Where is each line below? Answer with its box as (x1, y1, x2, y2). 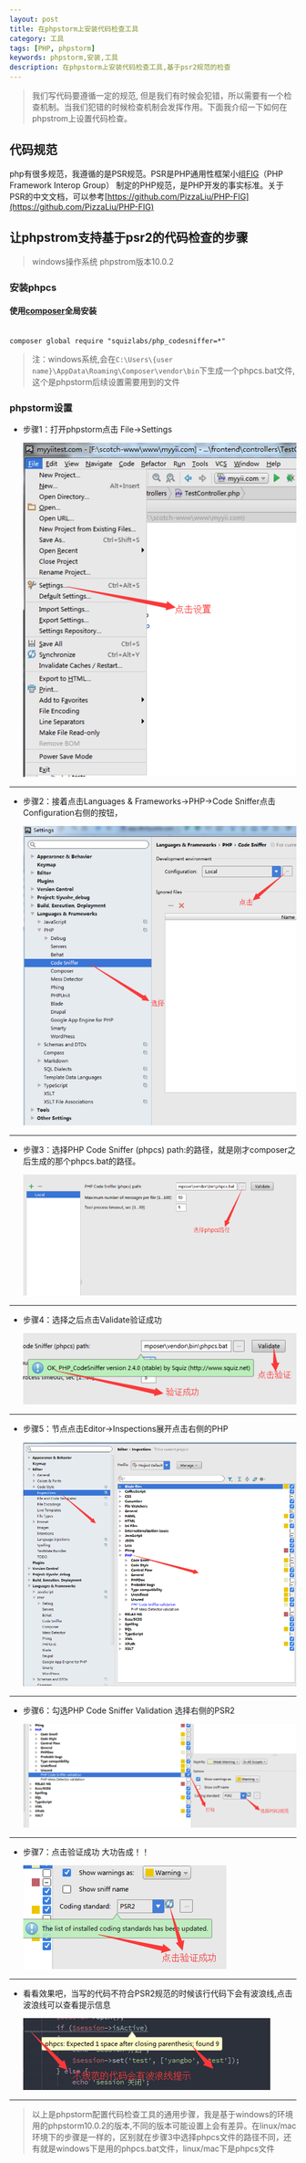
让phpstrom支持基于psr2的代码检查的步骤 (9, 230, 249, 246)
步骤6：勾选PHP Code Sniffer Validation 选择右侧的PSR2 (22, 1705, 235, 1716)
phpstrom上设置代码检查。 (31, 113, 132, 123)
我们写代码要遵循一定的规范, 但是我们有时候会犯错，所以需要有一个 (31, 90, 284, 100)
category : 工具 (9, 34, 65, 43)
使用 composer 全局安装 (9, 306, 97, 317)
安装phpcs (9, 281, 57, 294)
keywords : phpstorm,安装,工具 (9, 53, 118, 63)
